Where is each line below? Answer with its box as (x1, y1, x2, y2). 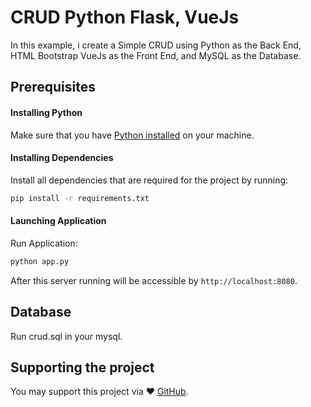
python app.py (10, 256, 70, 266)
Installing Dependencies (10, 152, 114, 164)
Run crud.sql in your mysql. (10, 330, 123, 342)
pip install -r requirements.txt (10, 193, 150, 203)
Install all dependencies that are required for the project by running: (10, 174, 289, 186)
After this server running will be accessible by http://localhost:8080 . (10, 274, 298, 286)
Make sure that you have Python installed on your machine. (10, 129, 255, 141)
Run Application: (10, 237, 78, 249)
